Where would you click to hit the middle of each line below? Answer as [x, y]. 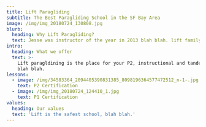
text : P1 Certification [48, 97]
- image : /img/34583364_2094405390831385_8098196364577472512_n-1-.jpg [105, 80]
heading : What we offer [42, 52]
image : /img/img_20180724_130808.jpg [55, 23]
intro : [15, 46]
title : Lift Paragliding [38, 12]
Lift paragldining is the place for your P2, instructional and [101, 63]
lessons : [17, 74]
